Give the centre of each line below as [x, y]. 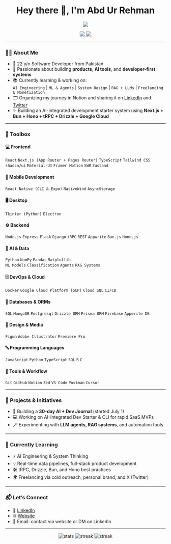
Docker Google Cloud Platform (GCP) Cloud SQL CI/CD [61, 291]
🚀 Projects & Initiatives [34, 400]
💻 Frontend [18, 147]
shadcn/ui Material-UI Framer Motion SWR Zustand [57, 166]
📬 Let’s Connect [27, 497]
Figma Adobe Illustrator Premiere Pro [45, 336]
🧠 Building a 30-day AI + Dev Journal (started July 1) [68, 412]
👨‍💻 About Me [22, 52]
